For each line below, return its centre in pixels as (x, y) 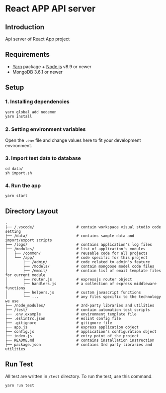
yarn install (19, 117)
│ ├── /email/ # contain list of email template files (83, 271)
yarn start (16, 196)
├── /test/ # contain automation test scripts (78, 310)
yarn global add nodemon (31, 112)
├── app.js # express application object (72, 327)
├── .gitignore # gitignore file (59, 323)
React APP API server (50, 9)
